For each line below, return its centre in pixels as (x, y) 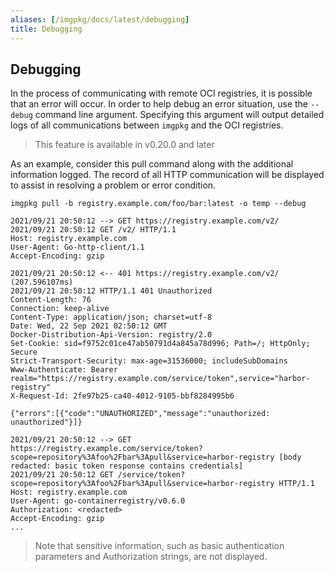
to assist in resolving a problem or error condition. (113, 185)
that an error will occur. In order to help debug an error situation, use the (159, 104)
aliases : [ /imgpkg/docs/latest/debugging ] (100, 19)
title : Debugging (46, 29)
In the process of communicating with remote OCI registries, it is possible (161, 93)
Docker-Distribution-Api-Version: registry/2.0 (111, 335)
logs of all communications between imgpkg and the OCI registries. (147, 125)
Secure (24, 352)
